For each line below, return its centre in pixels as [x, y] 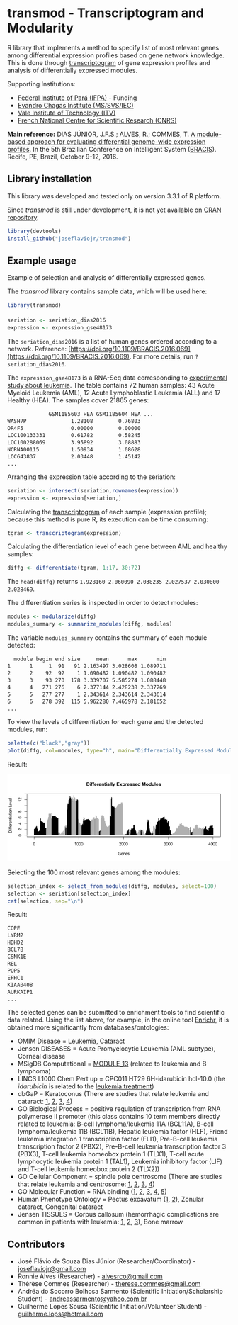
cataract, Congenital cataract [60, 1207]
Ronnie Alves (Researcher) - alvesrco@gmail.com [90, 1276]
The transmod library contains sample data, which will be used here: [107, 291]
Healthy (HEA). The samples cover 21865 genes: [78, 400]
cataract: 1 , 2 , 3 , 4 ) [45, 1101]
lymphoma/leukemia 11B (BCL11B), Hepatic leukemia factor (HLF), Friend [123, 1132]
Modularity [41, 28]
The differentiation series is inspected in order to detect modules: [103, 603]
